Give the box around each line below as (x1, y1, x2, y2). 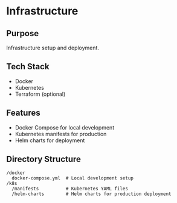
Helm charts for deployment (14, 137, 85, 144)
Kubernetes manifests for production (14, 130, 107, 137)
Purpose (6, 28, 39, 39)
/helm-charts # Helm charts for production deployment (11, 191, 172, 197)
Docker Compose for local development (14, 123, 115, 131)
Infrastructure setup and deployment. (6, 44, 100, 51)
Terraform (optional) (14, 90, 66, 98)
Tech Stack (6, 61, 50, 72)
